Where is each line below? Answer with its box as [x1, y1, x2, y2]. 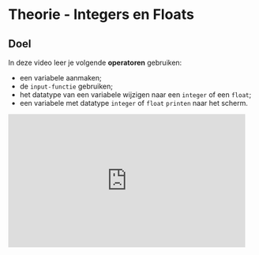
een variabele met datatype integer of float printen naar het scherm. [19, 99, 249, 107]
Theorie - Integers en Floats [8, 6, 195, 24]
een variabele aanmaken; [19, 73, 103, 82]
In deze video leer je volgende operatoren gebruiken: [8, 58, 182, 67]
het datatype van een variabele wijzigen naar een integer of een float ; [19, 90, 252, 99]
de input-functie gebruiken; [19, 81, 113, 91]
